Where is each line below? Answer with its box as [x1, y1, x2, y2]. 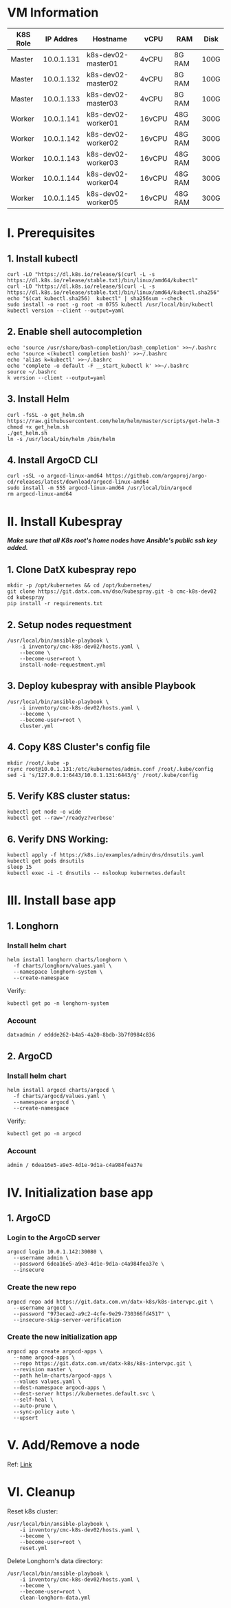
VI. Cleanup [7, 1484, 76, 1500]
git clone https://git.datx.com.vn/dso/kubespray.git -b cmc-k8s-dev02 [7, 588, 217, 595]
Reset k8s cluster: [7, 1507, 58, 1516]
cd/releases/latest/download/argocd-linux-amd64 [7, 478, 149, 486]
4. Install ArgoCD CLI [7, 454, 98, 466]
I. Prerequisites [7, 226, 96, 241]
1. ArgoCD [7, 1212, 51, 1224]
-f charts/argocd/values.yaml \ [13, 1092, 107, 1100]
